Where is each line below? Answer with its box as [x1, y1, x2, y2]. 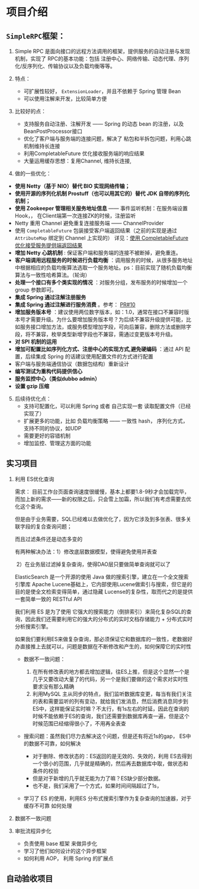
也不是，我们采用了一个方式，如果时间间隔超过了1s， [32, 782, 162, 789]
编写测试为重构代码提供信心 [14, 368, 83, 375]
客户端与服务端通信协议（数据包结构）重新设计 [14, 360, 129, 367]
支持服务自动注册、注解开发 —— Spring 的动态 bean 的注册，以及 [23, 120, 184, 127]
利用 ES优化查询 [14, 475, 54, 482]
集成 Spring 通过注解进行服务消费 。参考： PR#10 [14, 301, 136, 308]
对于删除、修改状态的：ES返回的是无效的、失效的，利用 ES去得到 [32, 752, 192, 759]
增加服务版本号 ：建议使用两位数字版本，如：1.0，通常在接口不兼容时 [14, 309, 184, 315]
